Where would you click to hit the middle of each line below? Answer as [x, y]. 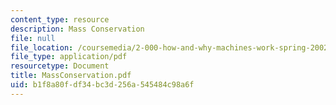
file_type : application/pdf [69, 57]
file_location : [42, 47]
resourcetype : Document [60, 66]
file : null [33, 38]
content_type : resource [60, 19]
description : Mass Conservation [77, 29]
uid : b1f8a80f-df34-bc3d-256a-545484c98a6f [102, 85]
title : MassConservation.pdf [71, 76]
